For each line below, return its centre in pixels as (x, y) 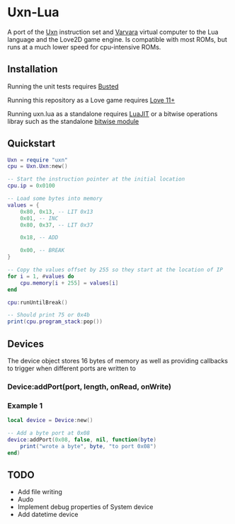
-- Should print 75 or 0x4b (49, 315)
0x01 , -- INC (39, 218)
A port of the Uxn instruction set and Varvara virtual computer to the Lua (113, 32)
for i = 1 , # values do (41, 276)
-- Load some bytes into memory (55, 199)
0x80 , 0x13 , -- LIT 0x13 (57, 212)
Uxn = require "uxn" (38, 160)
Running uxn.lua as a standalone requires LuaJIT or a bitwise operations (113, 113)
